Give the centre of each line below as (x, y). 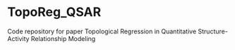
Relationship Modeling (63, 38)
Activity (18, 38)
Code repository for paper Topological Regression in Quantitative (102, 31)
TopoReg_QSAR (54, 12)
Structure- (213, 31)
